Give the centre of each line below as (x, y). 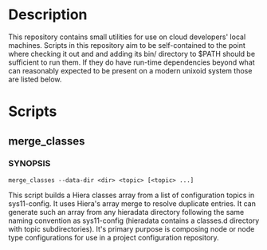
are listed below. (35, 79)
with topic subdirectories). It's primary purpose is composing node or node (132, 228)
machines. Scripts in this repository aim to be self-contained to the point (127, 45)
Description (48, 15)
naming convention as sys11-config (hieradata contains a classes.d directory (134, 220)
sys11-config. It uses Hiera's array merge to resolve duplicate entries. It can (132, 203)
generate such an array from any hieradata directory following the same (126, 212)
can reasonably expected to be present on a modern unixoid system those (130, 70)
